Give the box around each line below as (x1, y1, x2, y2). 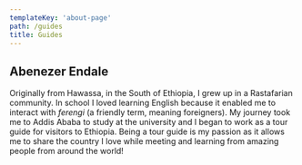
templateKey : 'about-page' (9, 13, 112, 23)
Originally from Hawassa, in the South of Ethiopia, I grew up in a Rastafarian (9, 88, 293, 99)
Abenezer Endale (9, 63, 109, 79)
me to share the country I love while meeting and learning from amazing (9, 136, 279, 147)
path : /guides (9, 22, 64, 31)
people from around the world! (9, 146, 125, 157)
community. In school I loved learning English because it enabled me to (9, 97, 276, 109)
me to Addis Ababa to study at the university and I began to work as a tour (9, 117, 288, 128)
